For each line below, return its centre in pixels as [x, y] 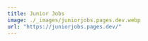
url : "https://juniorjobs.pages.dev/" [64, 26]
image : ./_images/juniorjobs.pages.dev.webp [74, 20]
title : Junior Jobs [36, 14]
